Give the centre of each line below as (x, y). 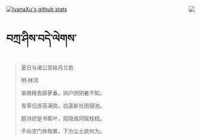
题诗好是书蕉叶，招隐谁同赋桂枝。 (63, 118)
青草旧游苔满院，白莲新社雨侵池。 (63, 105)
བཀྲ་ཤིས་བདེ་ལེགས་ (41, 39)
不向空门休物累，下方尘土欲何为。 (63, 131)
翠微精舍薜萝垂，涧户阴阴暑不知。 (63, 93)
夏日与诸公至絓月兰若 (47, 67)
